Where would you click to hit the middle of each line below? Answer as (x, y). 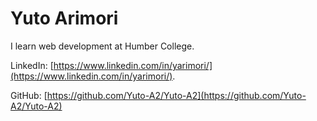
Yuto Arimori (64, 18)
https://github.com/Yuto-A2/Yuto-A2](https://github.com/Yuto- (176, 95)
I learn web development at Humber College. (102, 46)
